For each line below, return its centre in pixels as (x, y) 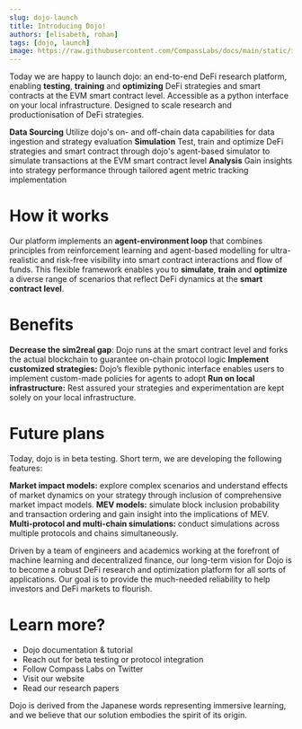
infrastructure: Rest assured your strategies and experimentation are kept (147, 388)
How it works (59, 216)
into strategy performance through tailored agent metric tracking (129, 171)
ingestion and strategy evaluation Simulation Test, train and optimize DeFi (147, 142)
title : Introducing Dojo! (58, 26)
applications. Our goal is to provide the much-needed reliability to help (140, 579)
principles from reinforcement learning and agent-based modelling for (139, 250)
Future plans (57, 434)
